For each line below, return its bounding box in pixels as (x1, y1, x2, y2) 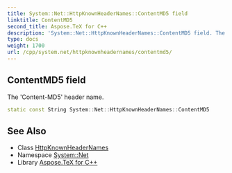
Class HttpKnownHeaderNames (17, 143, 109, 152)
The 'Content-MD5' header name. (7, 93, 104, 101)
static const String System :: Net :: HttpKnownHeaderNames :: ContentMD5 (7, 106, 210, 113)
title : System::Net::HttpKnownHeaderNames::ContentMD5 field (7, 10, 188, 17)
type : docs (7, 36, 39, 43)
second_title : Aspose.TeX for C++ (7, 23, 108, 30)
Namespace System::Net (17, 151, 89, 159)
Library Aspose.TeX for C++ (17, 158, 98, 167)
